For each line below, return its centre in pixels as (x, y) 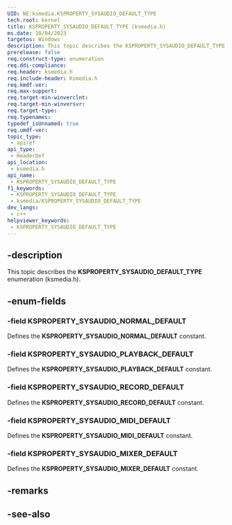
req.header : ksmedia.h (40, 72)
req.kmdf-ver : (28, 85)
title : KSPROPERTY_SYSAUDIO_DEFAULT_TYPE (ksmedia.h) (87, 26)
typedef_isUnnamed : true (43, 123)
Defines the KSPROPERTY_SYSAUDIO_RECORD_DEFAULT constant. (106, 402)
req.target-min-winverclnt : (48, 98)
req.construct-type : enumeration (56, 59)
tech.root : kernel (34, 20)
